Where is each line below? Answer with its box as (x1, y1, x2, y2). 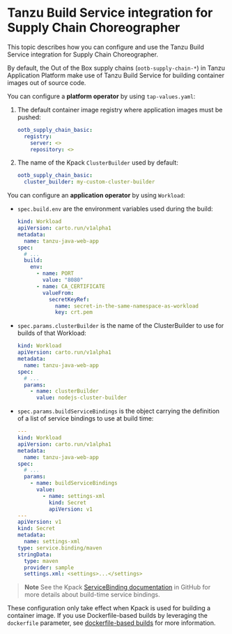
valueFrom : (42, 289, 75, 296)
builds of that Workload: (17, 329, 87, 338)
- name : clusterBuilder (30, 388, 99, 395)
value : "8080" (42, 277, 84, 284)
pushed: (17, 113, 42, 121)
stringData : (17, 551, 52, 558)
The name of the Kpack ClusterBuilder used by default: (17, 158, 179, 167)
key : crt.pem (54, 309, 93, 316)
